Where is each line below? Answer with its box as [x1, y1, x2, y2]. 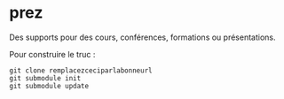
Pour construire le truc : [9, 49, 96, 59]
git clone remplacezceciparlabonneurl [9, 65, 153, 75]
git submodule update [9, 81, 90, 90]
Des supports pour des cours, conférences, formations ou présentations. [9, 32, 276, 42]
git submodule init [9, 73, 82, 82]
